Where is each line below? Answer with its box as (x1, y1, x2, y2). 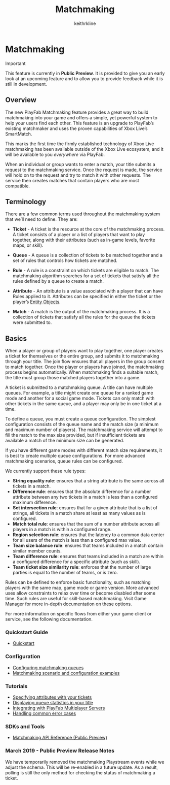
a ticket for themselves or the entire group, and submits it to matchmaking (5, 353, 159, 359)
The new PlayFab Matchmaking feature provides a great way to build (5, 109, 149, 115)
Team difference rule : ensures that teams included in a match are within (12, 553, 163, 560)
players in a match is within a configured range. (12, 527, 112, 533)
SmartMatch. (5, 130, 32, 137)
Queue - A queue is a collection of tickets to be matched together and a (12, 252, 163, 258)
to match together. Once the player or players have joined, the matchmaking (5, 364, 164, 370)
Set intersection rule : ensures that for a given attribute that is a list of (12, 505, 158, 511)
